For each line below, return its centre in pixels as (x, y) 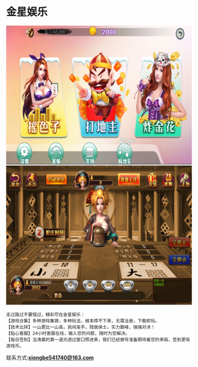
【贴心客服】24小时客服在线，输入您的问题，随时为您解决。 (68, 333)
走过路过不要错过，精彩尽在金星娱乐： (46, 315)
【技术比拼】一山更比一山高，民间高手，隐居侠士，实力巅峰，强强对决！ (81, 327)
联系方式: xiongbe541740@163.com (50, 358)
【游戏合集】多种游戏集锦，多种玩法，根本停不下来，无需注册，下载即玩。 (83, 321)
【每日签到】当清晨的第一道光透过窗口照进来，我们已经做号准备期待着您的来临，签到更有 (98, 339)
